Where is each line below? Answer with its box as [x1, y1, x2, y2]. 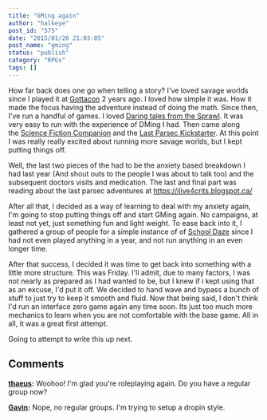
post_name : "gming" [8, 42, 73, 50]
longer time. [8, 244, 48, 253]
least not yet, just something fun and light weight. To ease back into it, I [8, 218, 242, 228]
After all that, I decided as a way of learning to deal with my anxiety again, [8, 201, 251, 211]
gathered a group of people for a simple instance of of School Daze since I [8, 227, 253, 236]
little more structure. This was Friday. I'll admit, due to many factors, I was [8, 267, 251, 277]
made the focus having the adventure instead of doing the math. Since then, [8, 102, 258, 112]
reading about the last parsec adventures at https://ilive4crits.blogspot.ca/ [8, 185, 253, 196]
